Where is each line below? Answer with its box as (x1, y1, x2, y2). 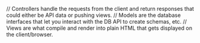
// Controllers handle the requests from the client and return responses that (6, 5, 195, 12)
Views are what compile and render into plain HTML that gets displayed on (6, 24, 193, 31)
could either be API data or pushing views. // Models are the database (6, 12, 181, 19)
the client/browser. (6, 31, 53, 38)
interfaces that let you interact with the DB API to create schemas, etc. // (6, 18, 187, 25)
